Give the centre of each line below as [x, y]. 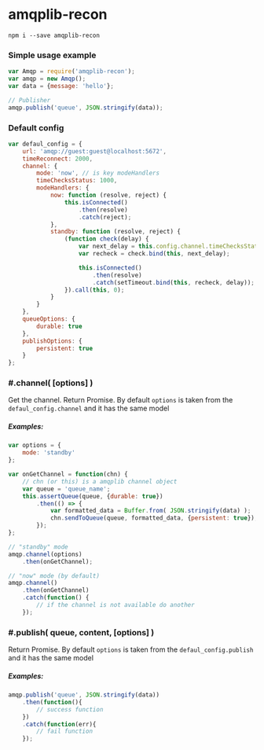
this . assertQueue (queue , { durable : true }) [93, 496]
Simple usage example [52, 55]
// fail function [64, 732]
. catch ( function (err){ [59, 724]
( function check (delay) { [106, 239]
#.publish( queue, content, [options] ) [81, 632]
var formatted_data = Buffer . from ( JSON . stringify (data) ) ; [150, 511]
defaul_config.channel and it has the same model [89, 408]
